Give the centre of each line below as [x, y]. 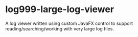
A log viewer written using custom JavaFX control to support [69, 23]
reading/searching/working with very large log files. [60, 28]
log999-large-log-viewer [60, 9]
